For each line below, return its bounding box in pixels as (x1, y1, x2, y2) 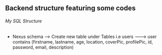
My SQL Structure (5, 17, 42, 24)
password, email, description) (12, 44, 74, 50)
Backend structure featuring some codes (5, 4, 136, 12)
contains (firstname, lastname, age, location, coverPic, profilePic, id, (12, 38, 153, 44)
